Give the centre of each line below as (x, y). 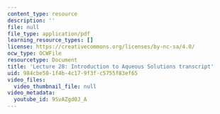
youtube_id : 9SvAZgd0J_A (50, 100)
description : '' (31, 21)
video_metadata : (31, 93)
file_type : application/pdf (49, 34)
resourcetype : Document (43, 60)
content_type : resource (43, 14)
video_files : (27, 80)
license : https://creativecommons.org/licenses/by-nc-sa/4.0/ (101, 47)
